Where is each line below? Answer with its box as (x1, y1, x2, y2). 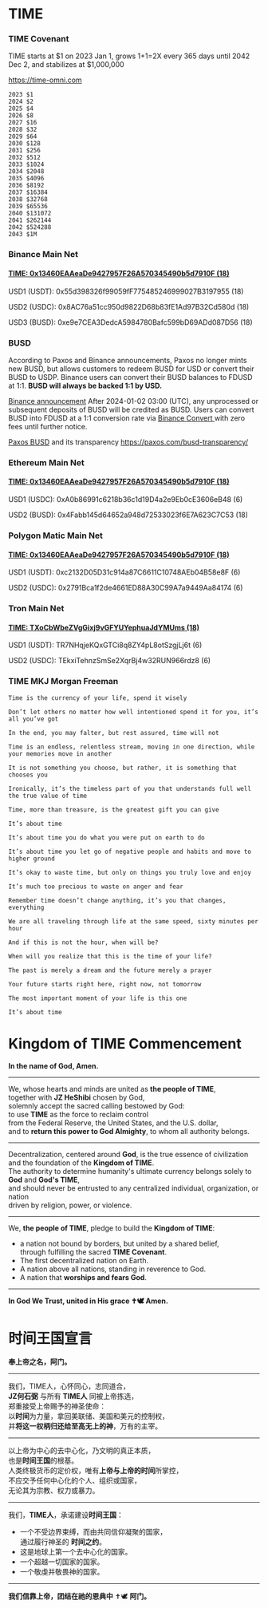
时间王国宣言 (8, 1329, 93, 1347)
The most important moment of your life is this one (8, 994, 187, 1002)
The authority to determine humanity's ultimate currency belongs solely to (8, 1166, 252, 1175)
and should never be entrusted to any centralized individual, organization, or (8, 1183, 259, 1193)
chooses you (8, 771, 48, 779)
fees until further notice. (8, 421, 88, 431)
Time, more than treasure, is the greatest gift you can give (8, 805, 219, 814)
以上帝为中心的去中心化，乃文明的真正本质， (8, 1446, 156, 1456)
